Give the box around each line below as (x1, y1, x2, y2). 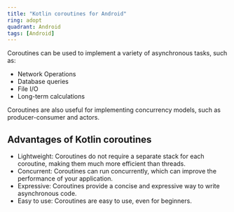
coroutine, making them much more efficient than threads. (17, 160, 186, 168)
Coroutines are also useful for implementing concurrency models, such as (7, 106, 221, 114)
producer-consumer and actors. (7, 113, 100, 122)
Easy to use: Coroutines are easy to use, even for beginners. (17, 197, 193, 205)
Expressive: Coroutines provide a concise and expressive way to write (17, 182, 220, 190)
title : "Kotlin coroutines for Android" (7, 10, 128, 17)
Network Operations (17, 70, 76, 78)
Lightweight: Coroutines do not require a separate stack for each (17, 152, 205, 161)
